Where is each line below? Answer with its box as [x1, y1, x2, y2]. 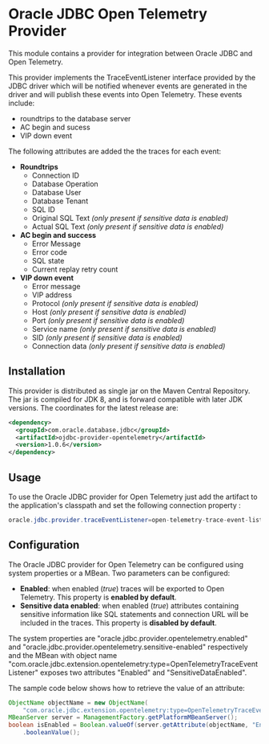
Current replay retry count [31, 264, 118, 274]
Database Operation [31, 178, 98, 189]
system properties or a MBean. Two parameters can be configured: [8, 568, 231, 578]
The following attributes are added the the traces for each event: [8, 146, 222, 156]
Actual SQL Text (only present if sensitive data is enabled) [31, 222, 224, 231]
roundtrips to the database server [19, 113, 131, 123]
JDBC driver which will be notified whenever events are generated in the [8, 81, 247, 91]
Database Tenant [31, 196, 89, 206]
